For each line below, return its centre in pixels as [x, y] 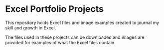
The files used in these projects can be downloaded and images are [75, 37]
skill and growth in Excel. [31, 27]
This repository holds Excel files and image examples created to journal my [82, 23]
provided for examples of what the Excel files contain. [60, 42]
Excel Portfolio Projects [54, 9]
